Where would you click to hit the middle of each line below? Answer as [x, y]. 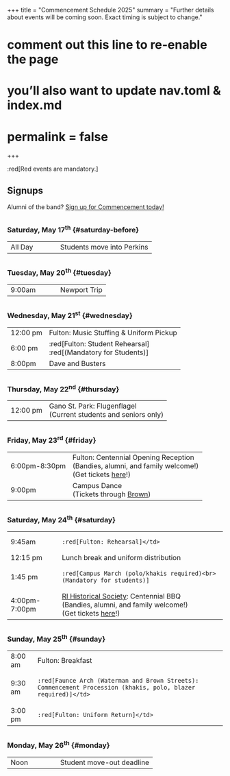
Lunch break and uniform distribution [121, 558]
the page [33, 59]
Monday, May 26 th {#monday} [59, 744]
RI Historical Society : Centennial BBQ [121, 596]
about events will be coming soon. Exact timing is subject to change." [105, 17]
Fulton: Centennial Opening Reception [133, 457]
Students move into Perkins [104, 247]
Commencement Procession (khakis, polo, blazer [116, 687]
